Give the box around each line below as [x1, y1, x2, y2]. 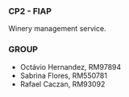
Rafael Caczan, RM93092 [19, 79, 106, 89]
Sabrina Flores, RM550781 [19, 71, 107, 80]
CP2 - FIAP [8, 6, 52, 17]
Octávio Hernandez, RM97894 [19, 62, 122, 71]
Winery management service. [8, 24, 106, 34]
